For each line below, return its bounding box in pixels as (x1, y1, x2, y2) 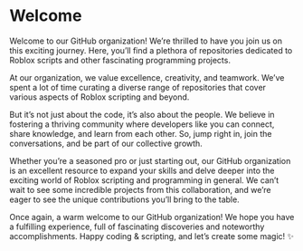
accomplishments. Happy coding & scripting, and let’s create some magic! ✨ (9, 230, 294, 241)
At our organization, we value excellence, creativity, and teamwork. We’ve (9, 72, 285, 82)
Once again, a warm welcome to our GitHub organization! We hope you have (9, 211, 295, 222)
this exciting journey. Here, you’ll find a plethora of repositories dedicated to (9, 44, 293, 55)
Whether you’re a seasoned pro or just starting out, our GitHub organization (9, 155, 291, 166)
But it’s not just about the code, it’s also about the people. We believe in (9, 109, 275, 120)
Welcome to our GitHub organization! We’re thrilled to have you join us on (9, 35, 283, 46)
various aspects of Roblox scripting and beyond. (9, 92, 190, 102)
